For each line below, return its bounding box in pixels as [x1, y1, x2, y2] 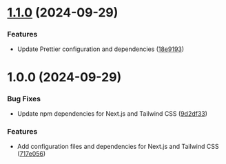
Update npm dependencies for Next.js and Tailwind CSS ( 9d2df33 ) [17, 109, 208, 118]
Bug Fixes [7, 94, 41, 103]
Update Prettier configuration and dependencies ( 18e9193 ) [17, 45, 185, 53]
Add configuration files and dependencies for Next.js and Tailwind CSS [17, 143, 219, 151]
